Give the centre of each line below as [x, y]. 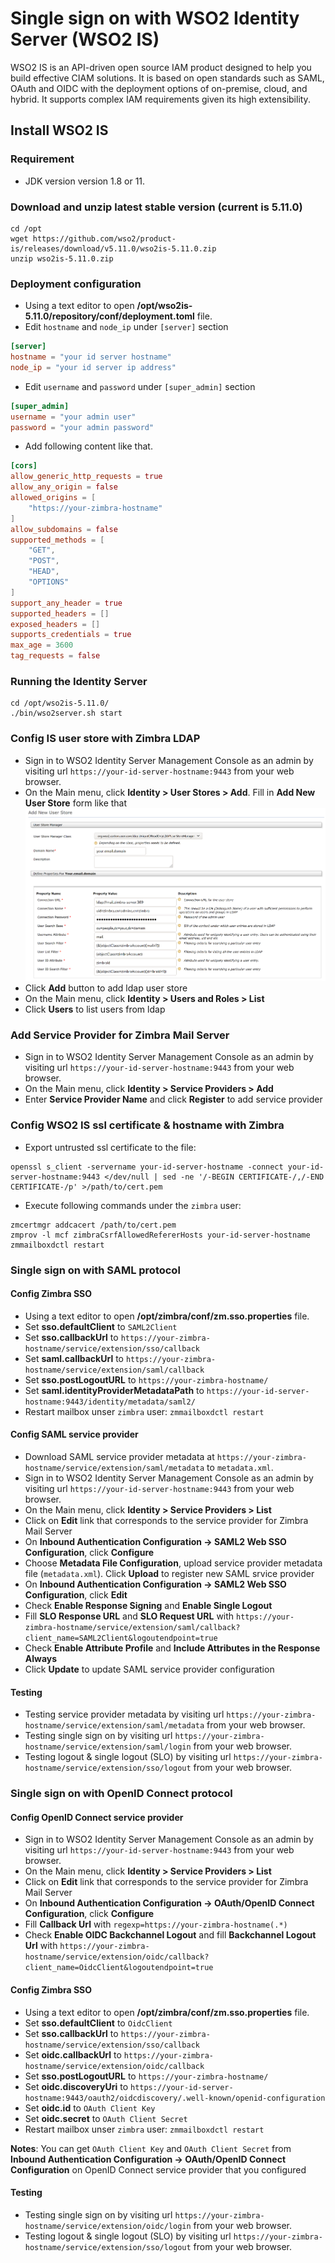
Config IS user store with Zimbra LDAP [105, 739]
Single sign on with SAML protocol [95, 1270]
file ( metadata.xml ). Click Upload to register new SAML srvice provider [169, 1574]
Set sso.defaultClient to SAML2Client [101, 1326]
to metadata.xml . [240, 1468]
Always [41, 1659]
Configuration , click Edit [76, 1595]
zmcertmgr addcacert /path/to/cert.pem [93, 1225]
